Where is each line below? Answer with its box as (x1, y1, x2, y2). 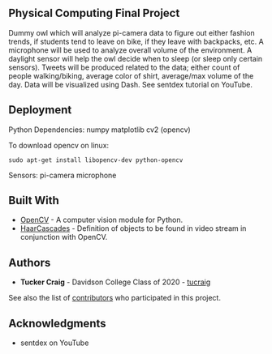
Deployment (8, 103, 72, 117)
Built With (8, 194, 59, 207)
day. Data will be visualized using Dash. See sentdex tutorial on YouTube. (8, 79, 253, 89)
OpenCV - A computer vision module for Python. (19, 215, 183, 225)
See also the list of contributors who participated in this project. (8, 293, 222, 303)
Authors (8, 255, 51, 270)
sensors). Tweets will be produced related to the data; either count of (8, 62, 240, 72)
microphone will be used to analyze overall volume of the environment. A (8, 45, 253, 55)
